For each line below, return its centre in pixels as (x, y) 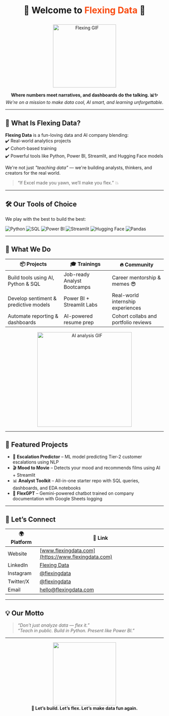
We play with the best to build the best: (46, 219)
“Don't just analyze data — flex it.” (53, 625)
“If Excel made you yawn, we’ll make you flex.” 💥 (68, 183)
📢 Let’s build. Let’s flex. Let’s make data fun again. (84, 708)
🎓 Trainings (85, 264)
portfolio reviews (132, 322)
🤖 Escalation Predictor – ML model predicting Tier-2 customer (77, 457)
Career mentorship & (136, 277)
